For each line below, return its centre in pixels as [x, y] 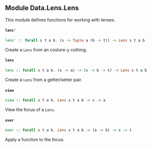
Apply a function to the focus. [35, 140]
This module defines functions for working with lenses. [60, 20]
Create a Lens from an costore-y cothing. [46, 50]
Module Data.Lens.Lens [42, 8]
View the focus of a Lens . [30, 110]
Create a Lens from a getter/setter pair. [44, 80]
